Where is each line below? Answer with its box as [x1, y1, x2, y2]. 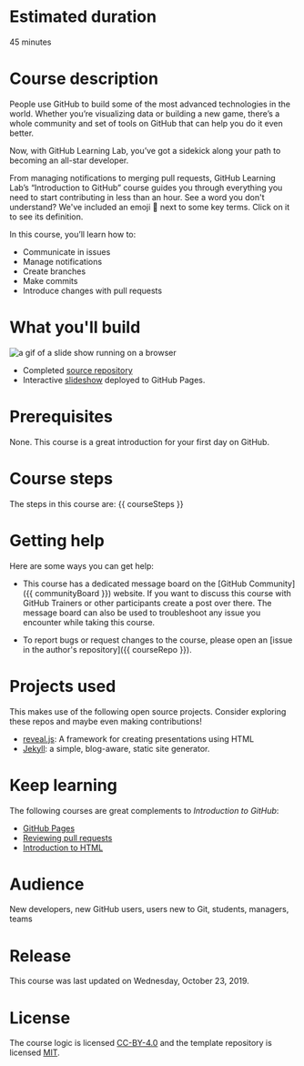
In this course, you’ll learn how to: [9, 228, 137, 239]
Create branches [22, 266, 86, 277]
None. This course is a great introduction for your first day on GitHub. [9, 436, 270, 447]
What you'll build [9, 317, 141, 338]
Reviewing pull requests [22, 832, 113, 843]
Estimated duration [9, 6, 157, 27]
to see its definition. [9, 211, 84, 222]
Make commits [22, 275, 78, 286]
